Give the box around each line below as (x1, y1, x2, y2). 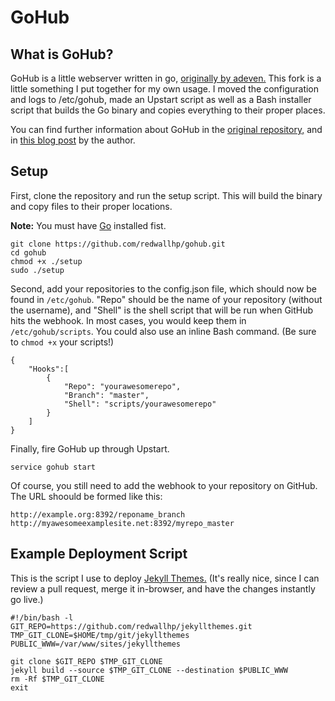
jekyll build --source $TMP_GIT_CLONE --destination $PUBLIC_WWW (10, 665, 288, 675)
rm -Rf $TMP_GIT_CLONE (10, 674, 105, 684)
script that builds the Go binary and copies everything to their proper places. (10, 104, 326, 116)
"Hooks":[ (28, 364, 70, 374)
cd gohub (10, 247, 47, 258)
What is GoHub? (10, 46, 114, 63)
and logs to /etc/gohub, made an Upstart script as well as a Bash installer (10, 94, 312, 105)
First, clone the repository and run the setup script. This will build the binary (10, 189, 323, 201)
